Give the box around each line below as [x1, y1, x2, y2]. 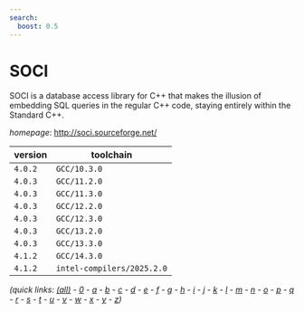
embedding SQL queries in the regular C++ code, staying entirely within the [9, 100, 291, 111]
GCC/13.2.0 [55, 226, 103, 236]
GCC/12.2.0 [55, 201, 103, 212]
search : [9, 13, 39, 23]
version [14, 148, 48, 161]
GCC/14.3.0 [55, 251, 103, 261]
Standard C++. [9, 109, 65, 120]
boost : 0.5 [17, 22, 59, 31]
